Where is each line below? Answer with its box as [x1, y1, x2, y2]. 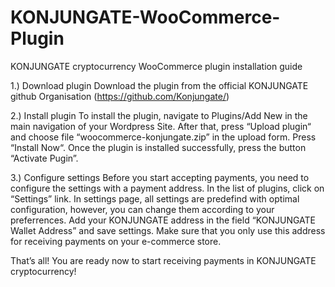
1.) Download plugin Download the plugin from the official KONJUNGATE [10, 79, 309, 91]
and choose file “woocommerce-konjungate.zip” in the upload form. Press [10, 131, 317, 143]
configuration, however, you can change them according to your [10, 203, 275, 215]
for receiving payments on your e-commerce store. [10, 235, 222, 247]
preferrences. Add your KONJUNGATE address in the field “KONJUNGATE [10, 214, 317, 226]
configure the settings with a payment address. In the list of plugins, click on [10, 182, 325, 194]
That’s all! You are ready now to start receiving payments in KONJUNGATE [10, 254, 317, 266]
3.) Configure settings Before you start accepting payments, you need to [10, 171, 310, 183]
